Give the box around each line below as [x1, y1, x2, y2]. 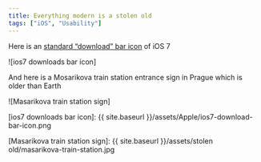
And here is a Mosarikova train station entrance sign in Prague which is [8, 72, 243, 82]
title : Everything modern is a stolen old [8, 11, 152, 20]
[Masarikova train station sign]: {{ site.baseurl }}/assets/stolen [8, 136, 214, 145]
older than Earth [8, 81, 62, 91]
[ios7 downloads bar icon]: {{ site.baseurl [8, 111, 145, 121]
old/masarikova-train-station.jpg [8, 144, 115, 154]
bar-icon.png [8, 120, 52, 130]
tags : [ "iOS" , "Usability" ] [8, 19, 102, 27]
